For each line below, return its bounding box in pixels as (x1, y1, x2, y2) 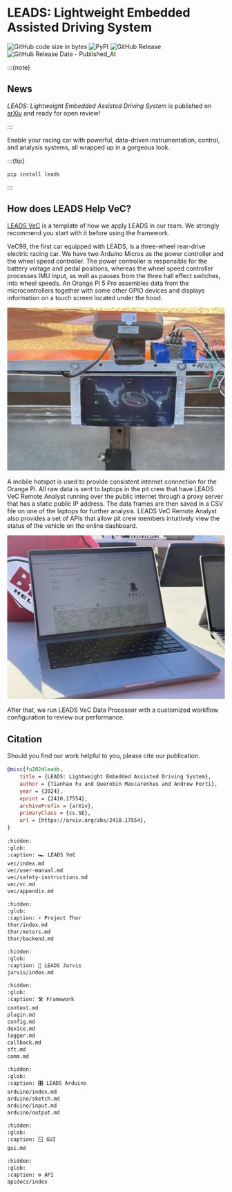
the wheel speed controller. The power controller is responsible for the (7, 257, 208, 265)
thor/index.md (7, 921, 48, 928)
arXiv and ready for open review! (7, 109, 101, 117)
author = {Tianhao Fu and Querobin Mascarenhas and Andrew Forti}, (19, 780, 217, 787)
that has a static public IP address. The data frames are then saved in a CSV (7, 499, 224, 508)
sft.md (7, 1046, 26, 1053)
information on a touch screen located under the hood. (7, 293, 163, 302)
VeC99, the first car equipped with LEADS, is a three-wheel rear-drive (7, 242, 206, 250)
